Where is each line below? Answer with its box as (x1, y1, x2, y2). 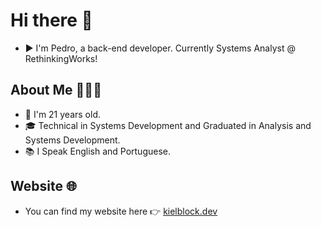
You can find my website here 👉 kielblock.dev (24, 205, 218, 217)
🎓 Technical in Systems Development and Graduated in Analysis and (24, 119, 312, 131)
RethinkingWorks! (24, 52, 98, 64)
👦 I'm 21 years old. (24, 108, 101, 120)
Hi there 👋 (10, 9, 93, 32)
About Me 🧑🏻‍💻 (10, 82, 102, 99)
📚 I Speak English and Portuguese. (24, 145, 172, 157)
